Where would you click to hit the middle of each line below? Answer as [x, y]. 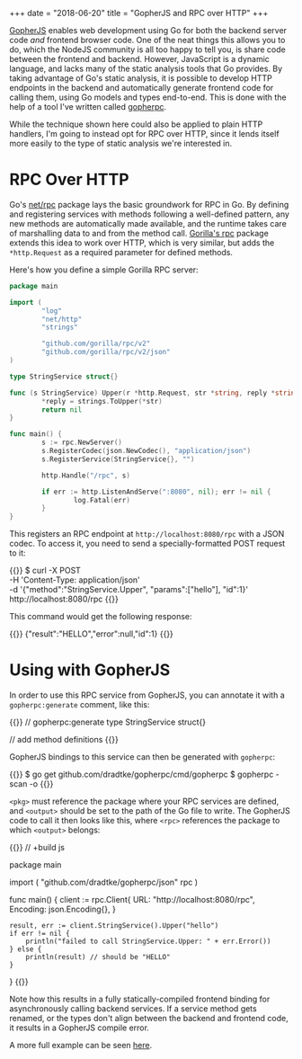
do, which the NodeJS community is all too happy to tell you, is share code [147, 49]
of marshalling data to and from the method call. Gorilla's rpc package [139, 233]
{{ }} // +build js [37, 848]
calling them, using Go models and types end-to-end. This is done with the [148, 97]
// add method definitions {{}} [64, 740]
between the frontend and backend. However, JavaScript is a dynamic [139, 59]
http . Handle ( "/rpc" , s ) [86, 476]
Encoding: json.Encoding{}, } [63, 909]
